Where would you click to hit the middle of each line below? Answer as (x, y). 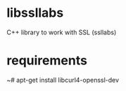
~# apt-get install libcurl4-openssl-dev (63, 80)
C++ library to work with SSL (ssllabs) (62, 32)
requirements (47, 61)
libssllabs (35, 13)
